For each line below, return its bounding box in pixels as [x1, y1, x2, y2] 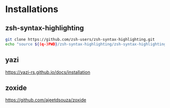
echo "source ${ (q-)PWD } [5, 41, 58, 46]
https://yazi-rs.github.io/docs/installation [5, 69, 91, 75]
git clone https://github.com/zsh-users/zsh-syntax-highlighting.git [5, 37, 155, 42]
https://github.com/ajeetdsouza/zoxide [5, 97, 87, 103]
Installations [5, 4, 59, 15]
